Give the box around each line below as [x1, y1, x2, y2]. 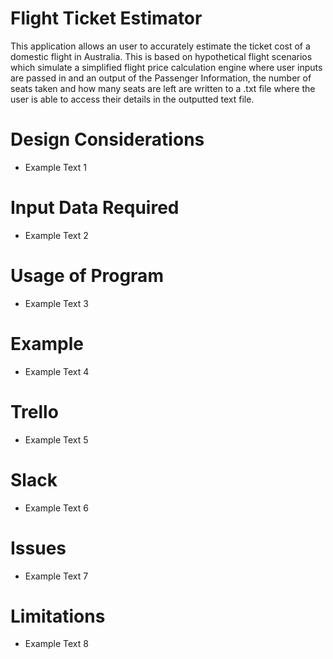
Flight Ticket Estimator [10, 7, 203, 30]
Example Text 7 [24, 570, 89, 582]
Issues [10, 537, 67, 559]
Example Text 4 [24, 365, 90, 377]
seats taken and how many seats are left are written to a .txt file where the [10, 82, 316, 94]
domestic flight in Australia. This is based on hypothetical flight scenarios [10, 50, 313, 62]
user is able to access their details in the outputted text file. [10, 93, 255, 105]
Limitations [10, 605, 106, 627]
